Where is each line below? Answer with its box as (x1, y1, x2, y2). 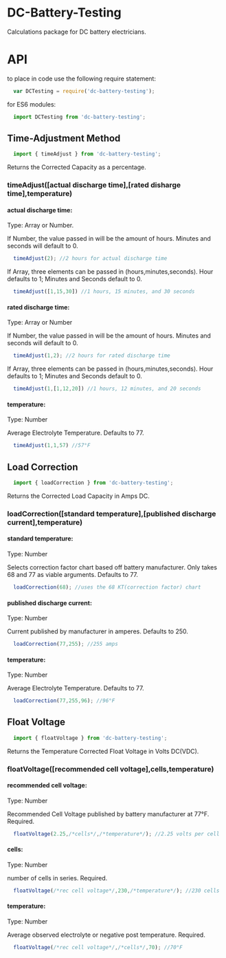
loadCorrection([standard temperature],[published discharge (7, 509, 216, 519)
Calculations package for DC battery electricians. (7, 28, 146, 36)
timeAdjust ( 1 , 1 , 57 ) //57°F (13, 442, 91, 449)
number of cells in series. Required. (7, 873, 108, 882)
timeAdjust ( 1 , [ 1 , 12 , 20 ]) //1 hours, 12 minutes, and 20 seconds (13, 385, 201, 393)
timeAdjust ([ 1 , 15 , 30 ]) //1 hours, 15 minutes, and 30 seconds (13, 288, 195, 295)
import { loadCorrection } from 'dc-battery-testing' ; (13, 479, 174, 486)
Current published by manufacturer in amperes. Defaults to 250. (7, 627, 189, 635)
